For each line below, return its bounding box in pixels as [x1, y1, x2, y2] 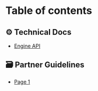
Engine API [13, 42, 41, 49]
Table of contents [5, 4, 93, 17]
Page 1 [13, 78, 30, 85]
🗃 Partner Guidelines [5, 60, 85, 70]
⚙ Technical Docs [5, 27, 72, 37]
